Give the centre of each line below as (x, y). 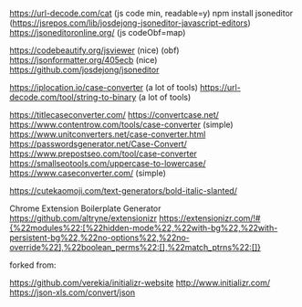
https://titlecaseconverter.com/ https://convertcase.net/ (114, 115)
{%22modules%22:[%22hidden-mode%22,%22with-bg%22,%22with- (144, 228)
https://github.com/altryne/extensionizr (83, 218)
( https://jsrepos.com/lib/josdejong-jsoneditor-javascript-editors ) (130, 23)
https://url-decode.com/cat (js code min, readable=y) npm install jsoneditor (151, 13)
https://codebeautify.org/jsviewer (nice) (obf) (94, 50)
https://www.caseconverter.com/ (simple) (88, 173)
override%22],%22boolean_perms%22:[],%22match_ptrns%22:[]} (135, 247)
